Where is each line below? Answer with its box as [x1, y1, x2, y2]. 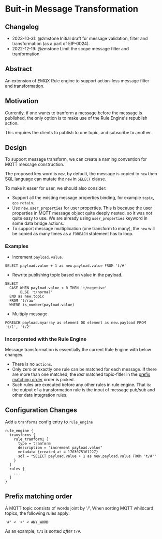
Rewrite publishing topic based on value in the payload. [12, 272, 123, 277]
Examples [5, 243, 29, 250]
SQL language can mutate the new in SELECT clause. [5, 176, 106, 182]
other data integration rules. [12, 392, 68, 398]
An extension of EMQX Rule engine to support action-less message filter [5, 77, 149, 83]
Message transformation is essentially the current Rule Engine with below [5, 347, 151, 353]
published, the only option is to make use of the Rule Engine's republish [5, 115, 147, 121]
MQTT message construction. [5, 161, 64, 168]
